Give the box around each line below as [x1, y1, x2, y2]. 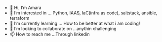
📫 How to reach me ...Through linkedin [9, 31, 90, 37]
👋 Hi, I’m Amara [9, 5, 41, 10]
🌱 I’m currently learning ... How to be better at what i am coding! [9, 20, 140, 26]
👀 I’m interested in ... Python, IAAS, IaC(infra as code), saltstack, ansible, [9, 10, 158, 16]
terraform [9, 15, 30, 21]
